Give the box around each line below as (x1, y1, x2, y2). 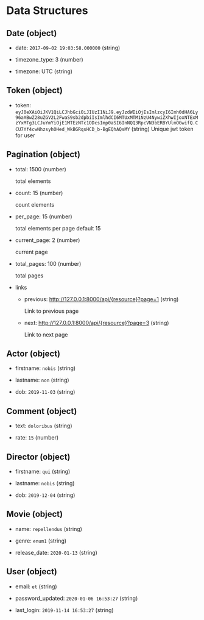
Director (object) (6, 452, 71, 462)
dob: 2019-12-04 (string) (15, 491, 76, 499)
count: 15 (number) (15, 189, 63, 196)
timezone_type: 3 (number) (15, 56, 83, 63)
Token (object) (6, 85, 63, 96)
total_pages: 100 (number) (15, 260, 82, 267)
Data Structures (6, 4, 88, 18)
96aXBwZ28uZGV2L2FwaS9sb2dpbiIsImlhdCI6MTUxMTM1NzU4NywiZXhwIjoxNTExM (15, 114, 199, 121)
